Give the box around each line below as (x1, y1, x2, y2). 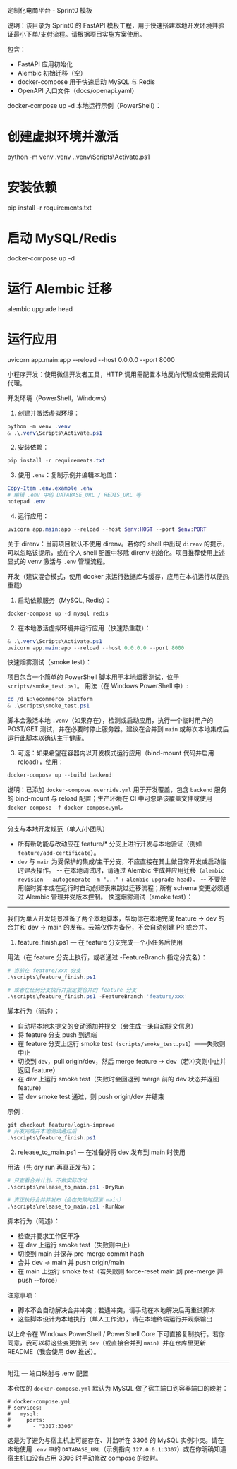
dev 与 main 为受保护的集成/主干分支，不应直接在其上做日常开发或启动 (17, 857, 221, 866)
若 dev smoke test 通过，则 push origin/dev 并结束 (17, 1092, 164, 1101)
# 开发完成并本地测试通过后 (7, 1128, 78, 1135)
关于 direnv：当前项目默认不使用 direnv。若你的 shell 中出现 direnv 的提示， (7, 539, 229, 548)
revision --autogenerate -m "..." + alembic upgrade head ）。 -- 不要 (17, 875, 221, 884)
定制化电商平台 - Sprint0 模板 (7, 6, 93, 14)
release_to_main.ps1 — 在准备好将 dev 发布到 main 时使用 (17, 1148, 186, 1156)
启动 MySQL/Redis (7, 230, 118, 246)
